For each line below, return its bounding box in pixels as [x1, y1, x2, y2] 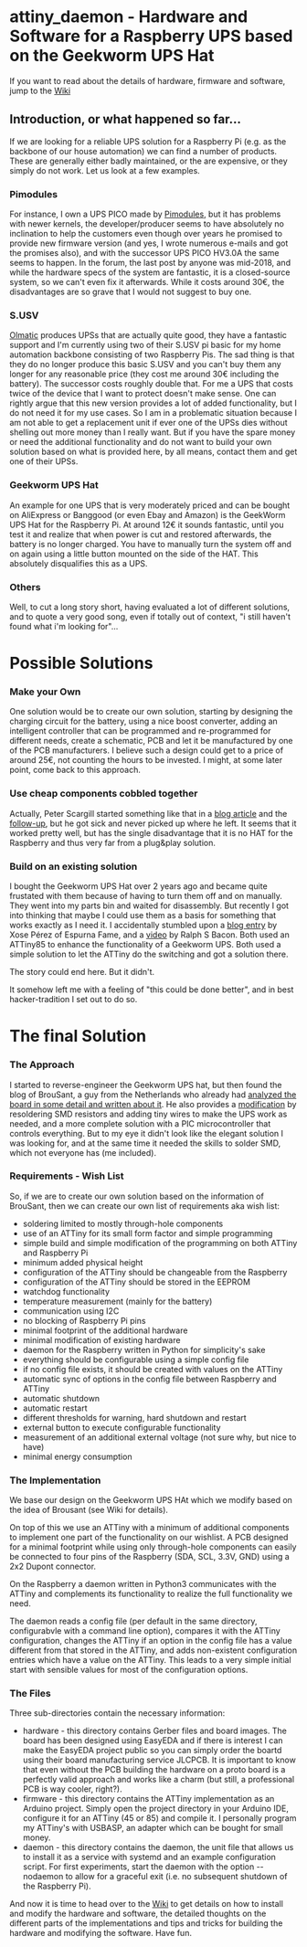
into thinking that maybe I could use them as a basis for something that [9, 910, 277, 921]
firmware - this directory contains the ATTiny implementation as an [22, 1794, 275, 1804]
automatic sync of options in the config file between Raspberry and [22, 1373, 277, 1384]
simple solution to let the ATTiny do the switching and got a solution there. [9, 948, 289, 960]
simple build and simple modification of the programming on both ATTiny [22, 1237, 298, 1248]
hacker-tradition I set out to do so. [9, 994, 138, 1005]
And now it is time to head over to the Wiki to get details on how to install [9, 1899, 283, 1910]
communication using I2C [22, 1305, 120, 1317]
